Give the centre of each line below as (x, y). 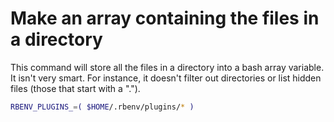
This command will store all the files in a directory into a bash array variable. (167, 67)
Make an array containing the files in (165, 18)
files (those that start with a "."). (75, 88)
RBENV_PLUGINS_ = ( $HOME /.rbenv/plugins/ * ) (102, 107)
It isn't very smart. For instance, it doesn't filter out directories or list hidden (166, 78)
